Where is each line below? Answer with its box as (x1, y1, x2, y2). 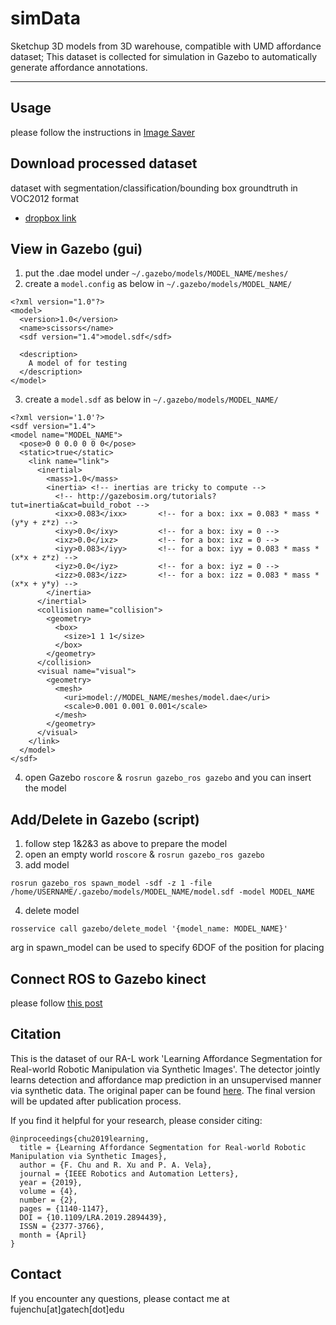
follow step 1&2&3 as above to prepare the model (24, 838, 228, 850)
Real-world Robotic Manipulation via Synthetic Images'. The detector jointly (10, 1063, 321, 1075)
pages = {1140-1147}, (19, 1203, 110, 1214)
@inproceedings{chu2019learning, (10, 1133, 150, 1144)
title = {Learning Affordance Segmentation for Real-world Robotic (19, 1142, 307, 1152)
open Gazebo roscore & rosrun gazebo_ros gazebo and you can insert (24, 772, 312, 784)
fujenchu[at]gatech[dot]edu (10, 1303, 125, 1315)
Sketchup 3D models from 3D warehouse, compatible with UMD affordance (10, 40, 322, 52)
